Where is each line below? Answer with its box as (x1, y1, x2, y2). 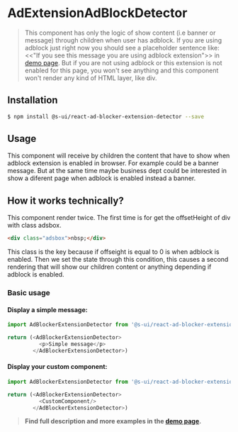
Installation (7, 94, 58, 106)
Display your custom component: (7, 362, 108, 371)
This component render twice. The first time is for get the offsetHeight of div (7, 214, 231, 222)
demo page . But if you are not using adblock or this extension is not (24, 58, 222, 67)
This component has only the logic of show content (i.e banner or (24, 28, 216, 37)
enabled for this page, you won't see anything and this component (24, 66, 219, 74)
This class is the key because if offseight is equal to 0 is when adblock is (7, 248, 220, 256)
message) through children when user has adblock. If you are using (24, 35, 222, 44)
